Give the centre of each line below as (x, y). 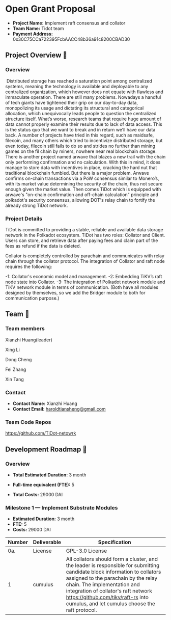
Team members (25, 329)
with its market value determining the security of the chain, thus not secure (84, 183)
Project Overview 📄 (36, 55)
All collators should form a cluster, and (112, 559)
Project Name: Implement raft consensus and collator (69, 23)
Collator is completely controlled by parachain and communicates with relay (85, 256)
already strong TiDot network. (37, 205)
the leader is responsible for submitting (113, 565)
